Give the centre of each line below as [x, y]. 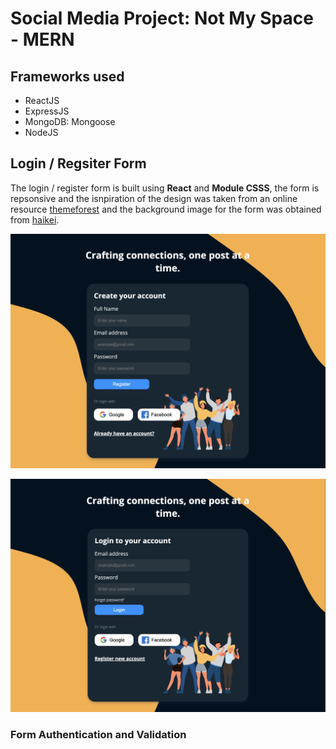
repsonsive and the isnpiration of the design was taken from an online [154, 198]
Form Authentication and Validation [98, 735]
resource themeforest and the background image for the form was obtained [166, 209]
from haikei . [35, 219]
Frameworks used [67, 76]
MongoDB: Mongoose [70, 121]
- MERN [42, 39]
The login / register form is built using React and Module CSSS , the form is [165, 188]
